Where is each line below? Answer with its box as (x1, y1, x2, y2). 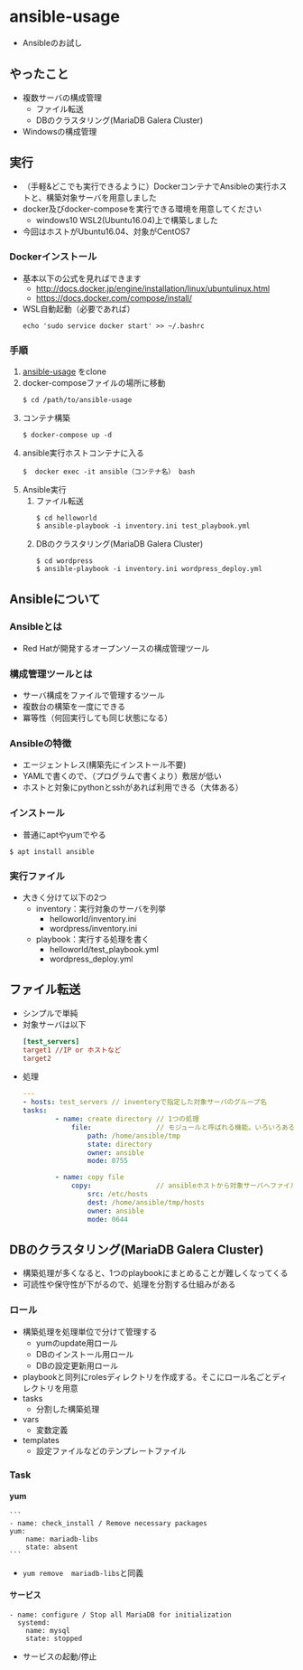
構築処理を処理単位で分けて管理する (22, 1326, 158, 1337)
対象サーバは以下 (22, 1018, 87, 1029)
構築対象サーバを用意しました (46, 192, 158, 202)
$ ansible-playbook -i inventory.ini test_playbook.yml (35, 521, 251, 530)
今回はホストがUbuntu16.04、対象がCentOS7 (22, 226, 191, 237)
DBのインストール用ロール (35, 1348, 134, 1359)
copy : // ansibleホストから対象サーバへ (70, 1181, 271, 1190)
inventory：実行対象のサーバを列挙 (35, 904, 167, 915)
